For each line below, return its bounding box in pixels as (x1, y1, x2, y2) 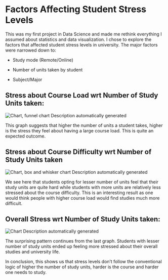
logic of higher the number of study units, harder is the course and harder (5, 264, 159, 270)
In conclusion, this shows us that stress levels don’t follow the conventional (5, 259, 162, 265)
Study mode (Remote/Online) (12, 57, 73, 63)
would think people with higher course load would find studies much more (5, 195, 160, 201)
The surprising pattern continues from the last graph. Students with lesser (5, 238, 160, 244)
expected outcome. (5, 133, 46, 139)
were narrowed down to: (5, 47, 57, 53)
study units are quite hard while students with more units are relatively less (5, 184, 161, 190)
